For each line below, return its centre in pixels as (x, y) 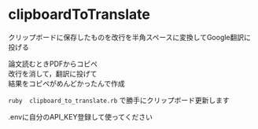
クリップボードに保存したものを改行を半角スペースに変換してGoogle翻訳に (130, 37)
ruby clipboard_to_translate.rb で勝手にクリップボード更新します (119, 100)
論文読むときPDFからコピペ (53, 64)
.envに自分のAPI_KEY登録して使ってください (81, 116)
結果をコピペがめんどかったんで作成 (66, 83)
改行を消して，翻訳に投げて (53, 73)
